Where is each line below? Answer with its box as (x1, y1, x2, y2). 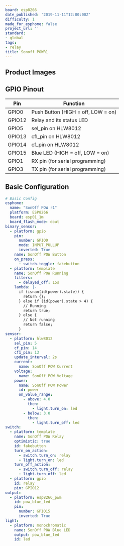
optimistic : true (14, 439, 51, 444)
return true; (23, 308, 51, 313)
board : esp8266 (5, 7, 37, 13)
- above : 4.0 (23, 397, 51, 402)
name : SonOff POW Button (14, 252, 66, 257)
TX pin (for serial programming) (31, 165, 106, 172)
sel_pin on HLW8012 (31, 125, 81, 132)
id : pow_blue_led (14, 499, 51, 505)
